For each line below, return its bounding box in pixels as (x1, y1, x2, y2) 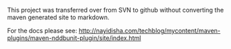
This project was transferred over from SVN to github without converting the (7, 6, 224, 14)
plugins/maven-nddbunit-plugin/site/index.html (7, 34, 141, 42)
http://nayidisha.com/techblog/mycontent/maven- (78, 27, 221, 35)
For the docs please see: (7, 27, 77, 35)
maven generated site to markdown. (7, 13, 110, 21)
